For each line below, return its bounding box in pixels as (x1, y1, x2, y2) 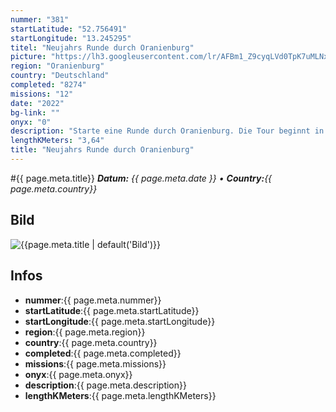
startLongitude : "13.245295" (10, 33, 132, 43)
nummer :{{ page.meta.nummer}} (24, 294, 162, 306)
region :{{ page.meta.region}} (24, 326, 146, 338)
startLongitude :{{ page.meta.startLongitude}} (24, 315, 216, 327)
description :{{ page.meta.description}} (24, 379, 187, 391)
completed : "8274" (10, 80, 87, 90)
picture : (10, 52, 47, 62)
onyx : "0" (10, 117, 52, 127)
